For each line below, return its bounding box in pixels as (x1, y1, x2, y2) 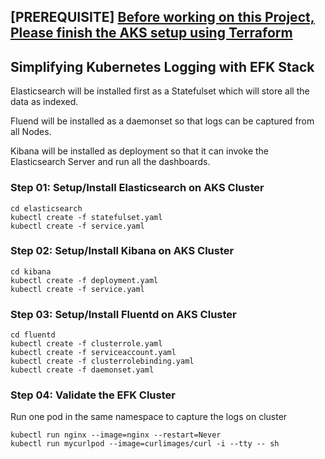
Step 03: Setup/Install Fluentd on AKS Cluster (10, 307, 237, 321)
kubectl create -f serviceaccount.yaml (10, 348, 177, 358)
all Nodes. (10, 126, 52, 138)
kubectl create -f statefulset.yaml (10, 212, 163, 222)
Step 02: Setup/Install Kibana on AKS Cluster (10, 244, 235, 258)
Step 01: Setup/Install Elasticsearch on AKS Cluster (10, 181, 265, 195)
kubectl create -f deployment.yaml (10, 275, 159, 285)
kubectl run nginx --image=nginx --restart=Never (10, 430, 222, 440)
